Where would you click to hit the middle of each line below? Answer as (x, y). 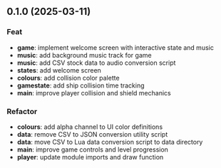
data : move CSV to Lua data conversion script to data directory (110, 142)
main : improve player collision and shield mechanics (94, 93)
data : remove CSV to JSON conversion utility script (92, 134)
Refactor (22, 111)
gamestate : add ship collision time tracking (81, 85)
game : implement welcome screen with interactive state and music (115, 47)
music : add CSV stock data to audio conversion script (96, 63)
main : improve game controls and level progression (93, 149)
